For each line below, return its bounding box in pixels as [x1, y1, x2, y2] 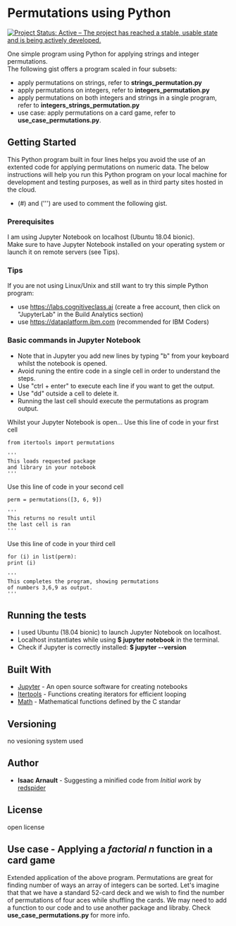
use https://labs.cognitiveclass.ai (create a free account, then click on [17, 303, 221, 311]
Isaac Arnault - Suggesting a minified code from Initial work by [17, 776, 201, 785]
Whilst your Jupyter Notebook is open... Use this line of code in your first [7, 417, 219, 426]
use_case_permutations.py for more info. [7, 910, 130, 919]
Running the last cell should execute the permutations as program [17, 396, 209, 405]
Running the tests [7, 610, 87, 622]
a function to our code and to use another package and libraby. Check [7, 903, 211, 912]
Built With [7, 664, 51, 676]
